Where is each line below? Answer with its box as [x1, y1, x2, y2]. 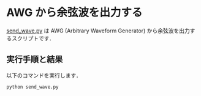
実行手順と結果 [6, 54, 63, 65]
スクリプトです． [11, 34, 55, 42]
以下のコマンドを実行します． [6, 72, 82, 79]
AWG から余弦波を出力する [6, 6, 143, 20]
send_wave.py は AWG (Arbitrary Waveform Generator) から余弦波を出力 [6, 27, 190, 34]
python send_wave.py [6, 84, 59, 90]
